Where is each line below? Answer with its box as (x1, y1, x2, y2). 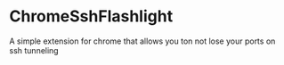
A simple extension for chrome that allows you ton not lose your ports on (9, 36, 276, 46)
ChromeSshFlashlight (9, 6, 174, 27)
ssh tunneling (9, 45, 60, 55)
